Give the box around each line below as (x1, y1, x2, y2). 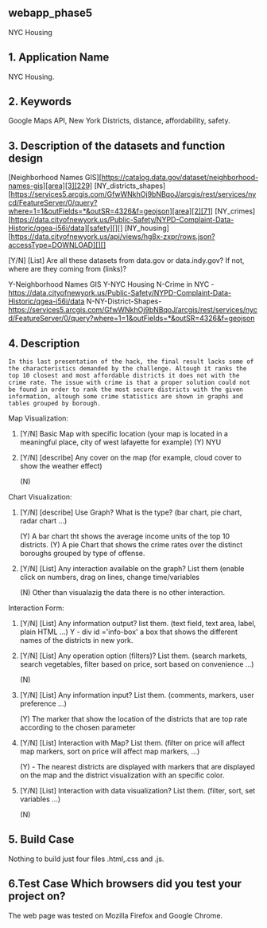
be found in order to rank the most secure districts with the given (8, 386, 244, 394)
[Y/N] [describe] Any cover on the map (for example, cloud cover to (19, 453, 242, 463)
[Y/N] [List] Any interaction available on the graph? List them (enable (19, 564, 245, 574)
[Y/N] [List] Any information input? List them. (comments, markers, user (19, 691, 254, 700)
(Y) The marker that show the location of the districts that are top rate (19, 715, 248, 724)
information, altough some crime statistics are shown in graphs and (8, 393, 244, 401)
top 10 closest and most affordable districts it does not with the (8, 372, 240, 380)
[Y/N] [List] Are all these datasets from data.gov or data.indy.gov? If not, (8, 256, 245, 265)
